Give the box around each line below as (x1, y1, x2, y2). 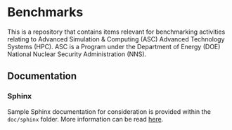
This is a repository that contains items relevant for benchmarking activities (7, 27, 226, 36)
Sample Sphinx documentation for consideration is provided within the (7, 107, 211, 116)
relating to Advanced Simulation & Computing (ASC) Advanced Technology (7, 34, 225, 43)
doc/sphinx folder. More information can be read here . (7, 115, 164, 123)
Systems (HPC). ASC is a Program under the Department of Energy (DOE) (7, 42, 221, 51)
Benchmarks (7, 4, 84, 20)
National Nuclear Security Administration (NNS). (7, 50, 147, 58)
